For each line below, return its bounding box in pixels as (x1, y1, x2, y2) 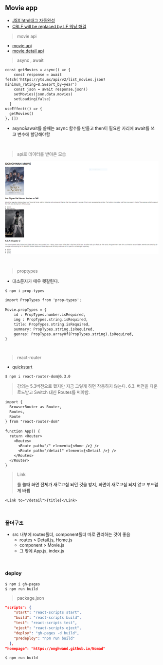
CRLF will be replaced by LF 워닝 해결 (12, 23, 87, 29)
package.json (17, 595, 45, 601)
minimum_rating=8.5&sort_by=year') (5, 82, 77, 87)
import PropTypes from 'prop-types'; (5, 297, 82, 303)
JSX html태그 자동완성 (12, 17, 55, 23)
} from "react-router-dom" (5, 419, 60, 424)
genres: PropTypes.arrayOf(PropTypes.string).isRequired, (14, 331, 134, 337)
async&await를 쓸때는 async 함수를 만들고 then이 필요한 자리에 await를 (12, 125, 150, 131)
